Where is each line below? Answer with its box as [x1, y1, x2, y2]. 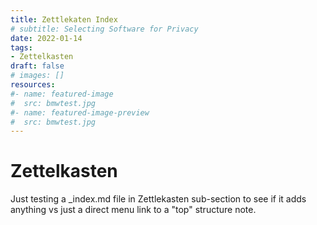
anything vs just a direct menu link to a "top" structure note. [10, 204, 257, 216]
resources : [10, 80, 56, 90]
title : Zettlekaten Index [10, 14, 118, 25]
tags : [10, 42, 33, 53]
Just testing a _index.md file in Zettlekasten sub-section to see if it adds [10, 193, 307, 205]
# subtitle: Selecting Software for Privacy [10, 24, 199, 34]
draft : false [10, 61, 65, 71]
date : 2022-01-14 [10, 33, 83, 43]
